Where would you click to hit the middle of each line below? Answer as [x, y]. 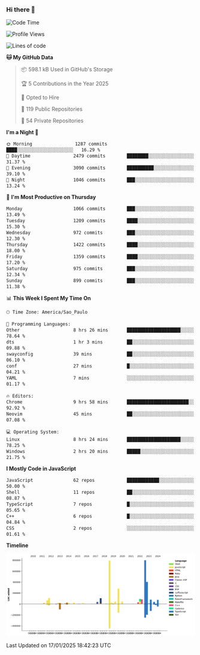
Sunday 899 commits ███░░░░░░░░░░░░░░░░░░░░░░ [100, 281]
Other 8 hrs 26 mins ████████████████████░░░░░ [100, 330]
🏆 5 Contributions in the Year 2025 [65, 84]
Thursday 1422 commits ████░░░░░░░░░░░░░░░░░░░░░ [100, 245]
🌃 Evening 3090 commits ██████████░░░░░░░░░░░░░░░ [100, 168]
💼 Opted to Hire [40, 98]
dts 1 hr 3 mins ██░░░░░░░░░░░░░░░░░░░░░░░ [100, 342]
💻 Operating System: [33, 432]
